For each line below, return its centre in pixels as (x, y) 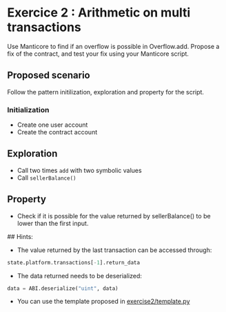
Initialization (28, 110)
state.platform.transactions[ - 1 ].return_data (73, 262)
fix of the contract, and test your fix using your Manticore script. (98, 54)
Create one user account (52, 125)
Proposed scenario (49, 75)
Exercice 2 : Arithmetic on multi (99, 13)
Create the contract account (57, 132)
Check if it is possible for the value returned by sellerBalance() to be (114, 216)
